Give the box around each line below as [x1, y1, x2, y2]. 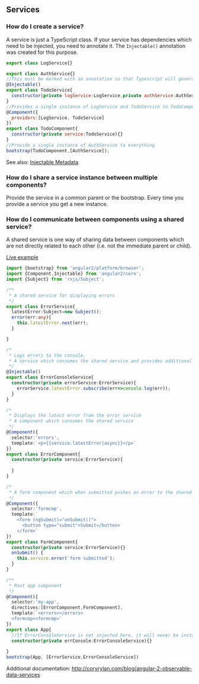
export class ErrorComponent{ [6, 451, 81, 457]
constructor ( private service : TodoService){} [11, 131, 123, 137]
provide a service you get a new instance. [6, 200, 108, 207]
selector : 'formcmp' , [11, 506, 62, 512]
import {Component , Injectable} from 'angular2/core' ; [6, 271, 142, 277]
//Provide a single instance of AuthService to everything [6, 142, 155, 148]
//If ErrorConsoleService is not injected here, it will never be [11, 632, 179, 638]
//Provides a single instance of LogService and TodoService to [6, 104, 168, 110]
